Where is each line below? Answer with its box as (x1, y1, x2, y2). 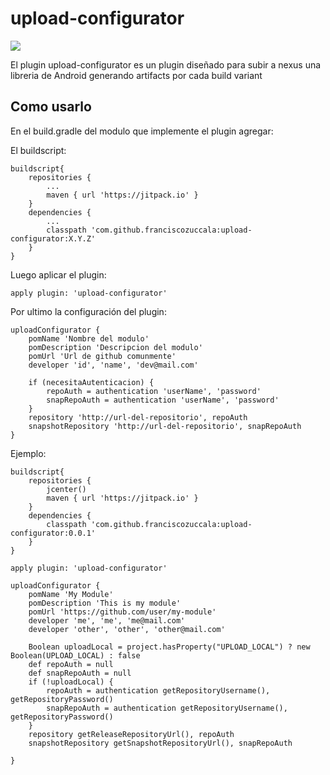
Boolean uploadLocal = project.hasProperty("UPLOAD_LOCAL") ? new (28, 642, 311, 652)
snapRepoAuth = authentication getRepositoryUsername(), (46, 703, 288, 713)
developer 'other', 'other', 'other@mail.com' (28, 624, 226, 634)
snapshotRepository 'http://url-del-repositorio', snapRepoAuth (28, 421, 302, 431)
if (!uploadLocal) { (28, 677, 114, 687)
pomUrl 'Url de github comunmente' (28, 351, 177, 361)
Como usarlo (10, 98, 92, 116)
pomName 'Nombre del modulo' (28, 333, 150, 344)
